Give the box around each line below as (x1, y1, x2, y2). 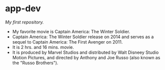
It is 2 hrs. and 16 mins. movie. (12, 44, 74, 50)
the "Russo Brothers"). (12, 60, 58, 66)
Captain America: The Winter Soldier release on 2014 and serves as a (12, 34, 154, 40)
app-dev (5, 3, 41, 14)
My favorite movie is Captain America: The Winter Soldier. (12, 28, 130, 34)
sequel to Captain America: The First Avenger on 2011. (12, 39, 123, 45)
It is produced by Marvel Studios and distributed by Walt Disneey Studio (12, 49, 159, 55)
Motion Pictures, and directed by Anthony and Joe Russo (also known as (12, 54, 161, 60)
